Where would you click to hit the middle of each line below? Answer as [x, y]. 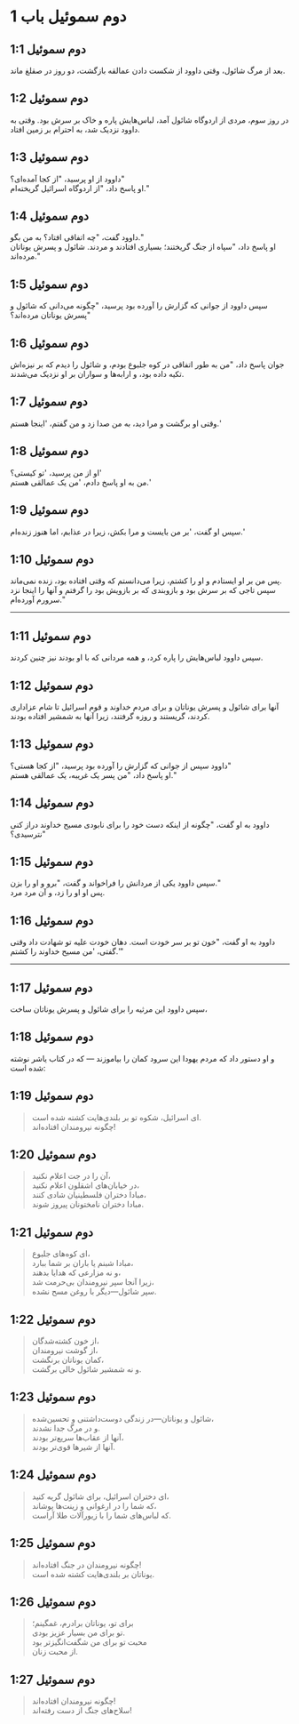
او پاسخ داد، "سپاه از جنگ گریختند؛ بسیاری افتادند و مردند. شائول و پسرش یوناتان [143, 247]
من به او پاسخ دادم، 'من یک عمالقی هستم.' [81, 482]
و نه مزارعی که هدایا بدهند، [76, 1272]
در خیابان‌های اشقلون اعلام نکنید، [86, 1185]
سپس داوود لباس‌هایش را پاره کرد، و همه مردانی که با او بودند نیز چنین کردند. [137, 658]
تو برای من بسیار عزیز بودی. [78, 1632]
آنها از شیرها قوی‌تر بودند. [74, 1447]
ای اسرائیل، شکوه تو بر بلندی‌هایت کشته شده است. [117, 1117]
